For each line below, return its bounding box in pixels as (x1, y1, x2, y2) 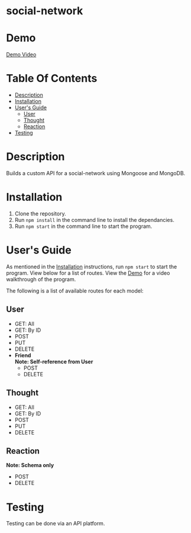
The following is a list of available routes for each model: (6, 287, 144, 294)
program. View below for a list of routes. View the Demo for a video (6, 269, 170, 277)
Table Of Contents (6, 72, 98, 85)
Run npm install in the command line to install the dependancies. (14, 216, 174, 223)
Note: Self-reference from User (14, 358, 93, 365)
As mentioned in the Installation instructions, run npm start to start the (6, 263, 177, 270)
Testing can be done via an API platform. (6, 520, 105, 527)
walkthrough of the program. (6, 275, 76, 283)
